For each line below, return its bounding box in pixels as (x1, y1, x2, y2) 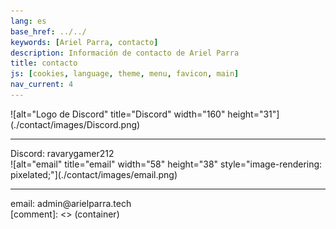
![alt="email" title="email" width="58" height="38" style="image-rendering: (10, 158, 323, 170)
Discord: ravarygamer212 (10, 147, 115, 159)
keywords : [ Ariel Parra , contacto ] (10, 37, 159, 47)
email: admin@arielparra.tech (10, 197, 132, 209)
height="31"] (227, 108, 280, 120)
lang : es (10, 16, 47, 26)
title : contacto (10, 58, 78, 69)
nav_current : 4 (10, 80, 74, 90)
